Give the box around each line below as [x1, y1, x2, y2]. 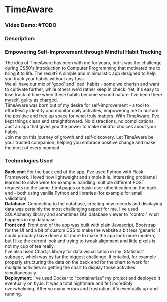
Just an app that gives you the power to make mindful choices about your [5, 124, 157, 130]
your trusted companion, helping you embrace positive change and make [5, 139, 156, 146]
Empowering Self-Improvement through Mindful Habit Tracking [5, 48, 162, 55]
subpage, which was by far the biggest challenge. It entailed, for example [5, 254, 156, 260]
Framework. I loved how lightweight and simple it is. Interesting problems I [5, 174, 158, 180]
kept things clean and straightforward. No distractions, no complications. [5, 118, 155, 124]
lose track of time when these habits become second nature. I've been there [5, 92, 162, 98]
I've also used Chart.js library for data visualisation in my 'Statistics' [5, 248, 144, 254]
